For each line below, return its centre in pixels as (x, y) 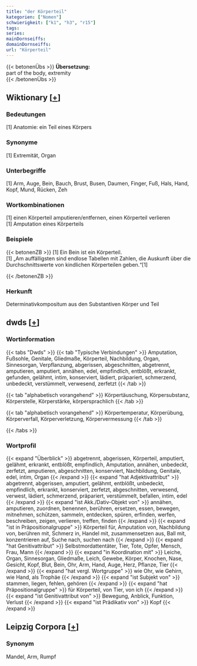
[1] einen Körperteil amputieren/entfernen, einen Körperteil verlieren (88, 218)
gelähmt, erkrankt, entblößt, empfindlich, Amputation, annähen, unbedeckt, (97, 464)
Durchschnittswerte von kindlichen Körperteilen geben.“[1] (77, 264)
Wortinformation (30, 339)
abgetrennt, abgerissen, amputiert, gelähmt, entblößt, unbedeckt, (85, 483)
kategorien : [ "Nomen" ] (34, 17)
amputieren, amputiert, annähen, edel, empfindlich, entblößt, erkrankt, (91, 371)
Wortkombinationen (35, 205)
